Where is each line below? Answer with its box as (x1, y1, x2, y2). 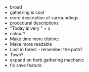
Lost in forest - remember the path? (9, 47, 83, 52)
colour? (9, 31, 26, 36)
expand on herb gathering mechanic (9, 57, 84, 63)
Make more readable (9, 41, 52, 47)
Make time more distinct (9, 36, 59, 42)
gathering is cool (9, 9, 44, 15)
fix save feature (9, 62, 42, 68)
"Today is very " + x (9, 25, 50, 31)
